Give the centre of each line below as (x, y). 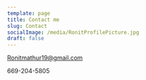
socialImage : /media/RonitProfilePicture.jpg (73, 32)
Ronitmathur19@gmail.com (45, 58)
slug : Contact (27, 26)
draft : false (26, 39)
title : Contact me (33, 20)
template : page (29, 13)
